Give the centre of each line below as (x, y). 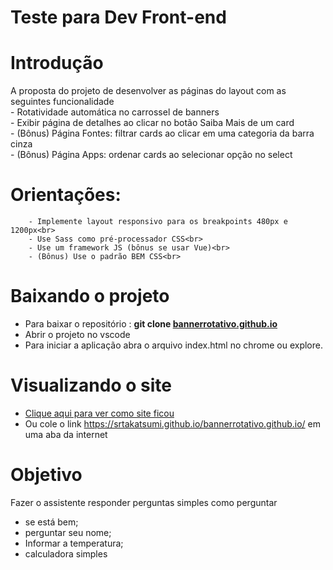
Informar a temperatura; (74, 543)
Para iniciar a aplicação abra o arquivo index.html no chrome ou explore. (173, 345)
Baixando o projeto (90, 296)
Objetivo (46, 475)
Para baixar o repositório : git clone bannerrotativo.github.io (151, 324)
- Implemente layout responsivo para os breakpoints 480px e (158, 222)
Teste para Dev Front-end (118, 17)
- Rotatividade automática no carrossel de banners (115, 112)
